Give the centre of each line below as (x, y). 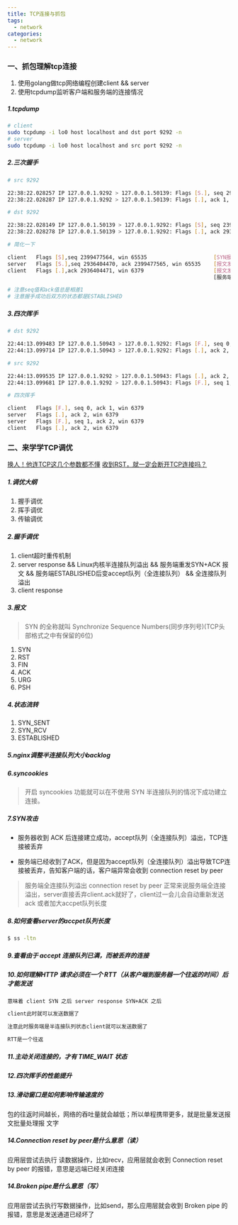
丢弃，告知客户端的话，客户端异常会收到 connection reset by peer (126, 870)
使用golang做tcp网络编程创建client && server (83, 83)
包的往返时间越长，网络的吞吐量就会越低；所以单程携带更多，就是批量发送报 (119, 1114)
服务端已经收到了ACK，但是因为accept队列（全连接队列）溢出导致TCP (121, 862)
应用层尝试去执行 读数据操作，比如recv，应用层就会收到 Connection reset (115, 1160)
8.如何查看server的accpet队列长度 (59, 921)
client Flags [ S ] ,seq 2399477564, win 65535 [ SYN (117, 257)
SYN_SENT (34, 723)
